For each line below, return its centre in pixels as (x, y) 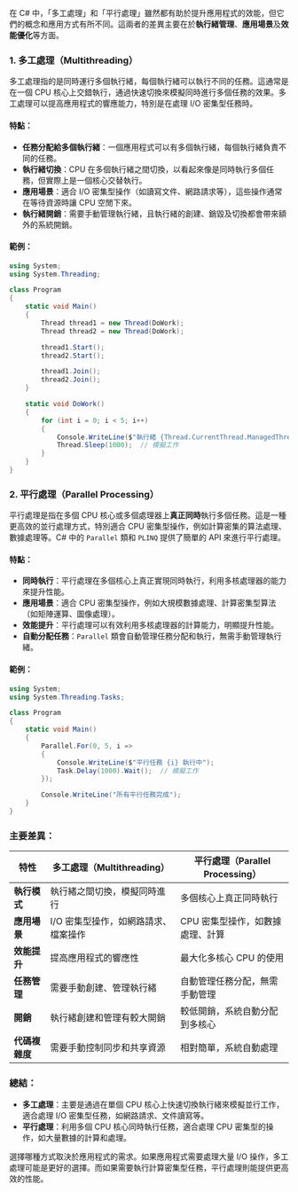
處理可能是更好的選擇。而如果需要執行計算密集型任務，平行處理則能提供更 (145, 1167)
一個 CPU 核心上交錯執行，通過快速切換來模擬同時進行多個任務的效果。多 (151, 92)
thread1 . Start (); (73, 347)
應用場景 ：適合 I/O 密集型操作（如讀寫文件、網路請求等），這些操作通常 (152, 191)
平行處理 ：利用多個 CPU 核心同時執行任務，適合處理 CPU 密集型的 (144, 1126)
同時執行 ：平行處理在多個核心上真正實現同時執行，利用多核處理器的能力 (154, 581)
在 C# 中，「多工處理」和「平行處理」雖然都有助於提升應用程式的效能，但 (143, 13)
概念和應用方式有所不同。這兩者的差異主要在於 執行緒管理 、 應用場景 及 (153, 24)
